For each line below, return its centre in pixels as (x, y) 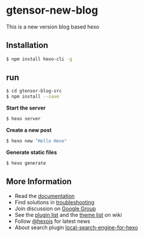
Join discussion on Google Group (55, 209)
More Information (39, 182)
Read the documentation (45, 196)
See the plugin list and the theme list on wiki (68, 214)
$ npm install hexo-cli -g (39, 59)
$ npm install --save (33, 97)
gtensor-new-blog (52, 10)
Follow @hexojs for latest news (52, 221)
